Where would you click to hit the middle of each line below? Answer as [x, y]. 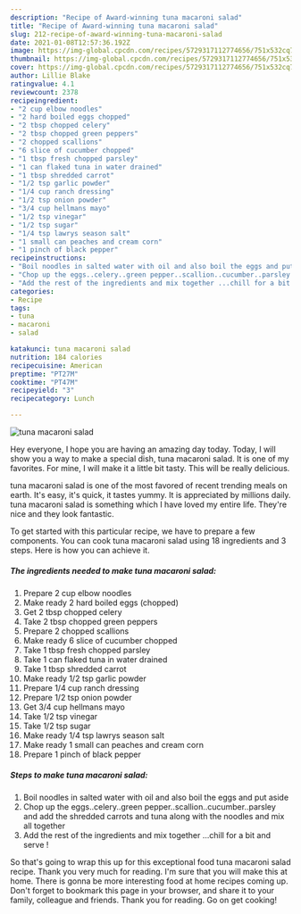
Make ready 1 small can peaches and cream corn [113, 744]
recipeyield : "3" [42, 391]
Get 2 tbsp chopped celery [73, 611]
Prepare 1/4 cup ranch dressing [81, 687]
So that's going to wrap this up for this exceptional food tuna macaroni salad [150, 861]
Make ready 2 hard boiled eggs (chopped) [101, 602]
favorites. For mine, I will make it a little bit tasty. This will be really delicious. [150, 468]
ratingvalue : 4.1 [42, 84]
